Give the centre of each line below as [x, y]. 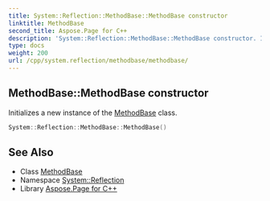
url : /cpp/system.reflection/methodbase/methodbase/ [98, 61]
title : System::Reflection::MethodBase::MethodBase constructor [118, 16]
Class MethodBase [51, 172]
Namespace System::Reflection [72, 180]
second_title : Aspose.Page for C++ [68, 31]
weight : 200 [28, 53]
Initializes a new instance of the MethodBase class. [93, 113]
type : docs [27, 46]
